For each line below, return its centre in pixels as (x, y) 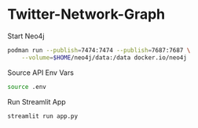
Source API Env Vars (40, 73)
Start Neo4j (26, 36)
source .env (27, 87)
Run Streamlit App (37, 101)
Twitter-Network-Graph (86, 14)
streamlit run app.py (43, 116)
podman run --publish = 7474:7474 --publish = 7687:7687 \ (99, 50)
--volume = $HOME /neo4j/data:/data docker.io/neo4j (104, 57)
